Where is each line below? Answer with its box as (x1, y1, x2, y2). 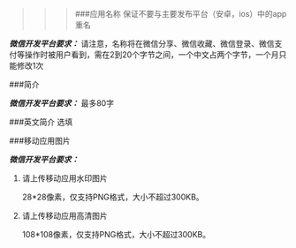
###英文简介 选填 (9, 116, 73, 127)
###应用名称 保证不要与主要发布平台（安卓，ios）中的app (74, 9, 287, 19)
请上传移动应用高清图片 (21, 211, 108, 221)
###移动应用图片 (9, 136, 71, 146)
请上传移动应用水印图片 (21, 173, 108, 184)
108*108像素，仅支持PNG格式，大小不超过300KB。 (21, 229, 211, 239)
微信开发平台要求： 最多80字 (9, 98, 115, 109)
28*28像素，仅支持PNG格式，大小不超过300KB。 (21, 192, 205, 202)
